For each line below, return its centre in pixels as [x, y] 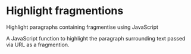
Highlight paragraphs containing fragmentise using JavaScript [82, 27]
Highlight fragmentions [65, 11]
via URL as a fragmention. [38, 45]
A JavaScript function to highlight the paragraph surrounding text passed [96, 38]
